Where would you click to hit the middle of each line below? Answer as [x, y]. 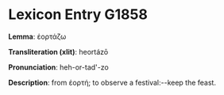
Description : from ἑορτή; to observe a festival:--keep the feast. [112, 82]
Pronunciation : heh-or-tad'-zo [58, 67]
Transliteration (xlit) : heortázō [58, 51]
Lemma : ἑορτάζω [37, 36]
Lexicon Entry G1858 [78, 15]
